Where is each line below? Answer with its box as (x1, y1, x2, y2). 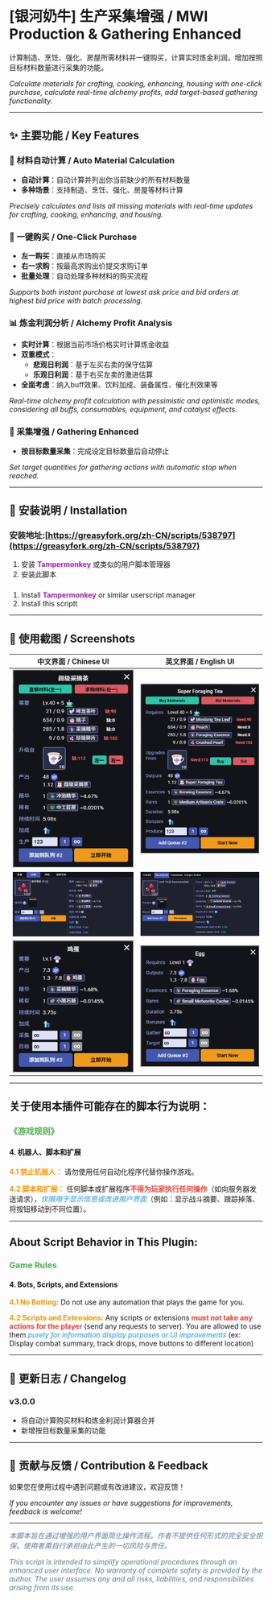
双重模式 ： (20, 349, 57, 359)
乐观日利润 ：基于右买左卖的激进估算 (32, 370, 154, 379)
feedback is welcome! (9, 1507, 83, 1516)
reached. (9, 470, 39, 480)
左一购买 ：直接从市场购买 (20, 250, 106, 260)
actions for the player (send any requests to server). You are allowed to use (9, 1321, 262, 1331)
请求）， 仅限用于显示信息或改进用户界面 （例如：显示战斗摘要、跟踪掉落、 (15, 1193, 260, 1204)
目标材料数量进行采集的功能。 (9, 62, 108, 72)
